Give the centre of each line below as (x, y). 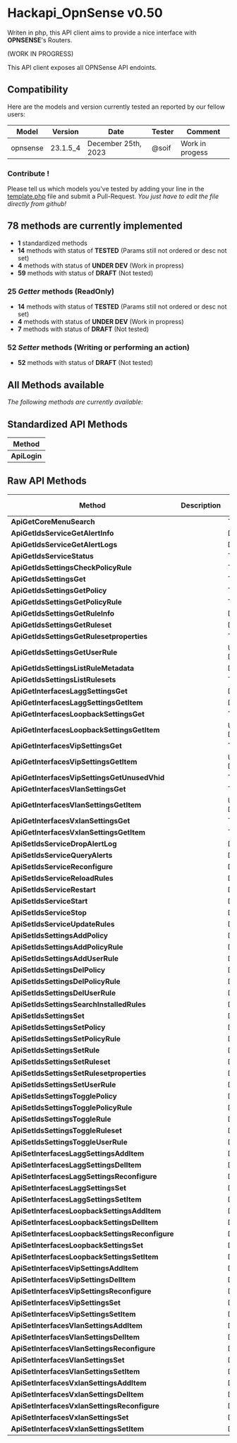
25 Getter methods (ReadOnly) (61, 291)
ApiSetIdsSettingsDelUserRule (63, 993)
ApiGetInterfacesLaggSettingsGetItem (77, 702)
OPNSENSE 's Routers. (40, 40)
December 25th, (115, 143)
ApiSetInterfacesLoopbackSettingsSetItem (85, 1257)
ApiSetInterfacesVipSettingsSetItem (73, 1314)
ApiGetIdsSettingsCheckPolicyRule (72, 568)
